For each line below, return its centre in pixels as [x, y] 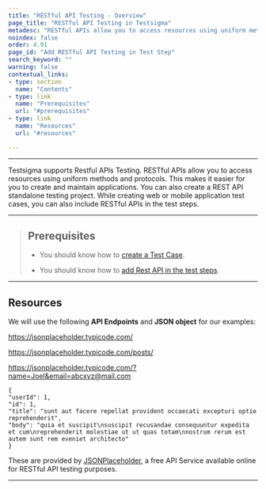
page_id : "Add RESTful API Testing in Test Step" [92, 52]
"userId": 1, [30, 398]
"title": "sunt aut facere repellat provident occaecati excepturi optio [133, 411]
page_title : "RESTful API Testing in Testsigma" [90, 23]
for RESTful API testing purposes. [63, 469]
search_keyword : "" [40, 60]
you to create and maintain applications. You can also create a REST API [126, 187]
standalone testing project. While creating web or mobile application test [127, 195]
